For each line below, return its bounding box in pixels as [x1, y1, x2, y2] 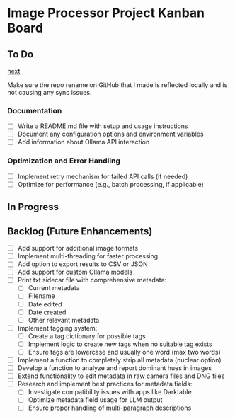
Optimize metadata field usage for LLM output [28, 396, 163, 404]
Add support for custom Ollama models [17, 268, 133, 277]
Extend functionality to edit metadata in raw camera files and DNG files [17, 372, 225, 380]
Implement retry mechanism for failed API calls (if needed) [17, 172, 188, 180]
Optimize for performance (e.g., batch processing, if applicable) [17, 180, 204, 188]
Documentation [7, 105, 62, 115]
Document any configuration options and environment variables [17, 130, 204, 139]
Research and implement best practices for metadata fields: [17, 380, 193, 389]
